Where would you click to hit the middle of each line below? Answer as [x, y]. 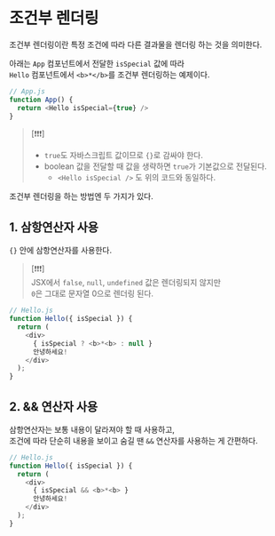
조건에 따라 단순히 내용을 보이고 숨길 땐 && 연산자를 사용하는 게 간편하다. [134, 440]
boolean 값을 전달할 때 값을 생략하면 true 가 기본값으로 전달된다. [156, 166]
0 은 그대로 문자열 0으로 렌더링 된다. [92, 293]
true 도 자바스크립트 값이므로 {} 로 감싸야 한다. [124, 156]
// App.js [27, 91]
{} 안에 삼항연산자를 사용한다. [61, 251]
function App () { [41, 100]
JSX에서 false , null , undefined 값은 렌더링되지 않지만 [126, 283]
